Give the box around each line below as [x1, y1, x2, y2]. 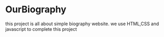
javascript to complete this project [5, 26, 77, 32]
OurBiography [5, 4, 66, 15]
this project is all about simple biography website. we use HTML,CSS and [5, 21, 159, 27]
